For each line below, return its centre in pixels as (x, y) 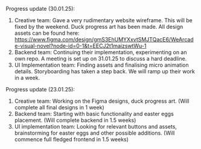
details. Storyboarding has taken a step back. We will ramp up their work (105, 71)
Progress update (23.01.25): (40, 89)
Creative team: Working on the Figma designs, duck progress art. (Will (102, 101)
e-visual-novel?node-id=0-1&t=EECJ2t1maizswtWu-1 (80, 46)
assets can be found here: (47, 33)
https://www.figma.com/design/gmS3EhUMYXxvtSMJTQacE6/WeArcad (104, 39)
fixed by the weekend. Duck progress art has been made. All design (99, 27)
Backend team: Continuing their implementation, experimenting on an (101, 52)
